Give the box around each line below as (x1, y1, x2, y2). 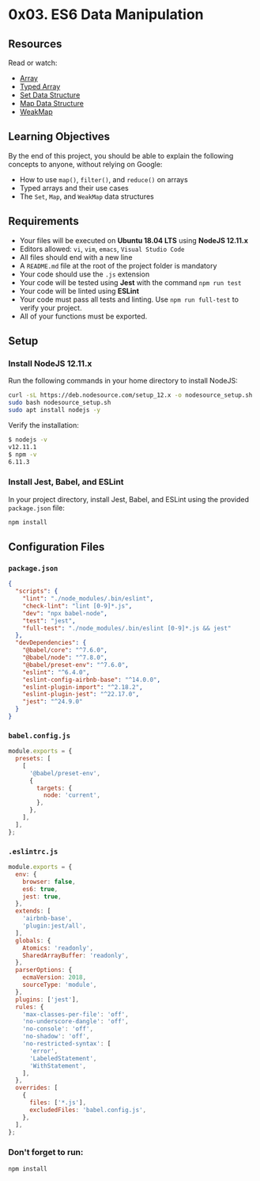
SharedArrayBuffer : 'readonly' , (22, 951, 129, 959)
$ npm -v (8, 450, 37, 459)
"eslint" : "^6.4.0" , (22, 668, 90, 676)
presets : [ (15, 755, 51, 763)
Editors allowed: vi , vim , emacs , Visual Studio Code (19, 244, 185, 253)
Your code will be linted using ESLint (19, 286, 140, 295)
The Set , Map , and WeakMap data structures (19, 192, 154, 201)
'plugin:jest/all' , (22, 922, 87, 930)
